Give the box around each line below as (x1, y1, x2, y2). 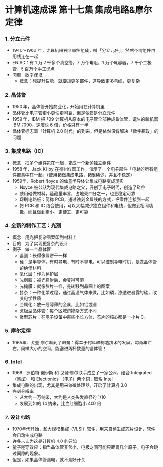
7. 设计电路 (5, 414, 30, 420)
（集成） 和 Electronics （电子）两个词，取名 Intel (12, 376, 113, 382)
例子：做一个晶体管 (12, 246, 51, 252)
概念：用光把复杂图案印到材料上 (12, 234, 77, 240)
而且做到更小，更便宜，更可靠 (28, 209, 89, 215)
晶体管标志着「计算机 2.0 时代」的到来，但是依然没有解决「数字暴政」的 (12, 128, 159, 134)
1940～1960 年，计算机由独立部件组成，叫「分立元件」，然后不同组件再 (12, 48, 156, 53)
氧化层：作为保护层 (19, 271, 59, 277)
